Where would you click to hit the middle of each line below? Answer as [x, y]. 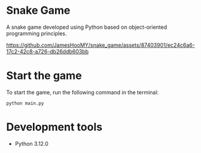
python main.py [25, 103]
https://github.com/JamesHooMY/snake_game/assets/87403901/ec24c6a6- [100, 45]
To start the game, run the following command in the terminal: [82, 92]
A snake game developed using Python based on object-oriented [87, 27]
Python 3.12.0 [32, 143]
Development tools [54, 127]
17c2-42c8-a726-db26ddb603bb [47, 51]
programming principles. [37, 33]
